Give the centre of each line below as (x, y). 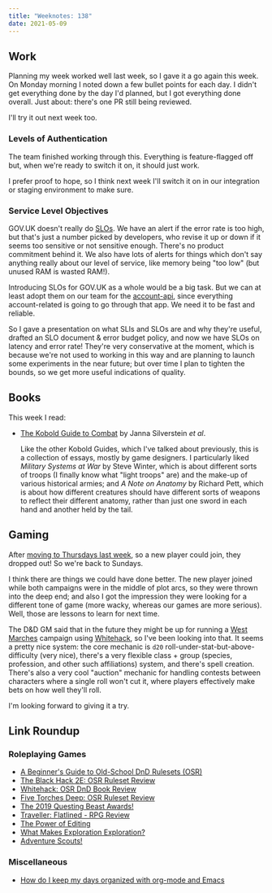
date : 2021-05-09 (38, 24)
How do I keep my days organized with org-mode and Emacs (122, 880)
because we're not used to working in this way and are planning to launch (132, 355)
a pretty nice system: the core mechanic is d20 (86, 647)
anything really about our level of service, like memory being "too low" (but (134, 263)
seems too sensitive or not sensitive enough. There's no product (116, 246)
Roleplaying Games (47, 754)
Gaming (29, 535)
